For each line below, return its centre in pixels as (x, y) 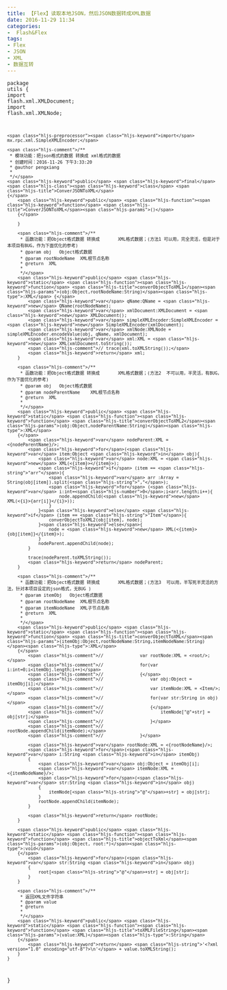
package (18, 83)
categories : (24, 26)
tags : (15, 39)
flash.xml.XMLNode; (35, 113)
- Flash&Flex (27, 33)
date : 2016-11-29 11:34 (41, 20)
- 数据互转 (21, 64)
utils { (18, 89)
